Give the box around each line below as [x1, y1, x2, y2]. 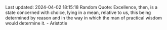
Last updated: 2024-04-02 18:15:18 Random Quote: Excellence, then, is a [5, 4, 158, 10]
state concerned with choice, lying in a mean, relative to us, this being [5, 9, 151, 15]
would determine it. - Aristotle [5, 20, 67, 26]
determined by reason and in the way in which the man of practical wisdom [5, 15, 162, 20]
